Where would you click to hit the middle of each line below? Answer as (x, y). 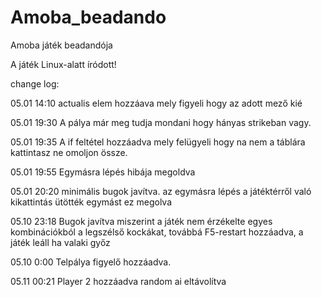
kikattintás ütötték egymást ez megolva (91, 202)
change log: (35, 83)
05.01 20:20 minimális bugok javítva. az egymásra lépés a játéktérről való (161, 191)
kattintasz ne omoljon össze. (69, 152)
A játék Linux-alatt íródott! (63, 64)
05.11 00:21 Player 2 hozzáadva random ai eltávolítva (118, 281)
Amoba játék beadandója (61, 45)
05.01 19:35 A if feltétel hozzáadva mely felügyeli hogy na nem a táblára (158, 142)
